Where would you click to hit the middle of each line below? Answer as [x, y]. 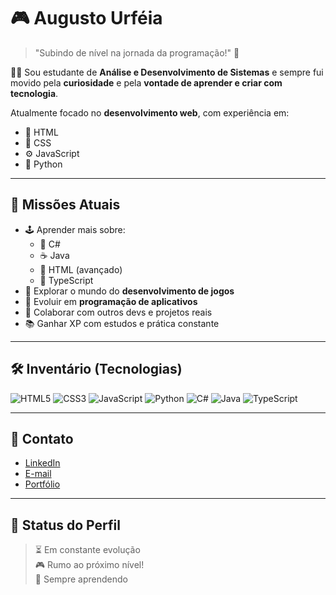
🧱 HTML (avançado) [81, 269]
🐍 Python [43, 164]
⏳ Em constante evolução [87, 550]
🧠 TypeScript [66, 280]
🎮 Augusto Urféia [86, 18]
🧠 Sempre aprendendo [81, 579]
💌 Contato [42, 438]
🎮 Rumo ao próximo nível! [89, 565]
